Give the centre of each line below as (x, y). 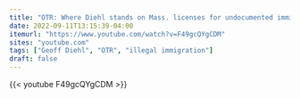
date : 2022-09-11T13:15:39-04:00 (71, 26)
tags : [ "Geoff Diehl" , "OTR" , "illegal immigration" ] (112, 51)
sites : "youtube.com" (50, 42)
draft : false (33, 59)
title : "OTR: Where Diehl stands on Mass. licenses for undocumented (142, 17)
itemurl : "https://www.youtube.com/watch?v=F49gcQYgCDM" (117, 34)
